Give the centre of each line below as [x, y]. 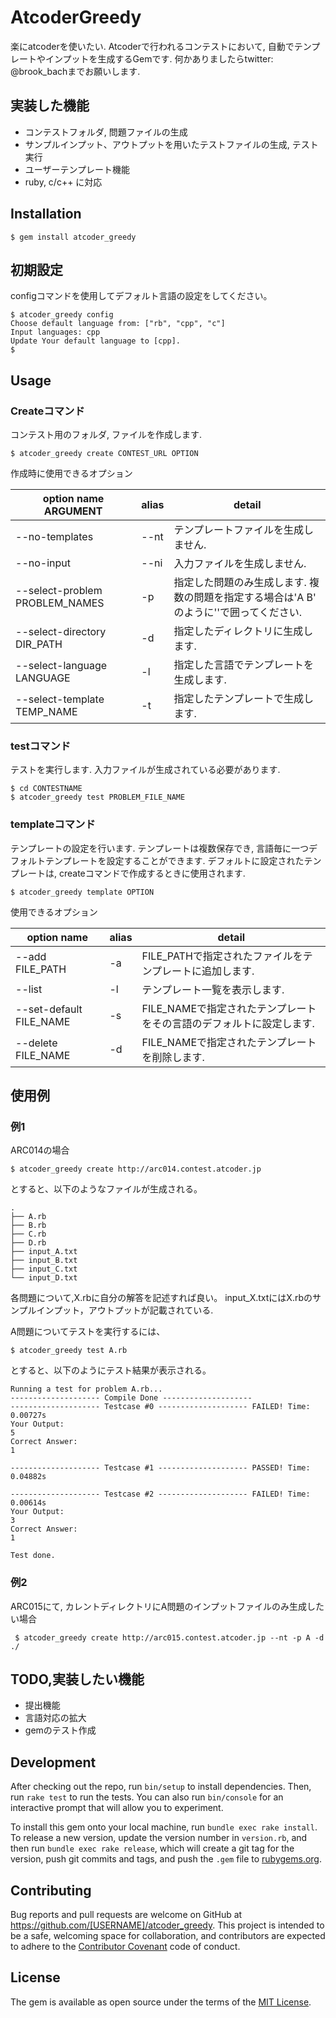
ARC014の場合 [40, 1150]
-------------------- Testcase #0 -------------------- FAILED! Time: [160, 1407]
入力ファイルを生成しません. [240, 564]
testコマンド [41, 746]
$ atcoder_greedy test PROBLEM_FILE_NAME [98, 797]
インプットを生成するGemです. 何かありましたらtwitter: [159, 58]
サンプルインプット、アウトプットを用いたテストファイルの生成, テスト [171, 144]
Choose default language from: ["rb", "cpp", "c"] [118, 324]
